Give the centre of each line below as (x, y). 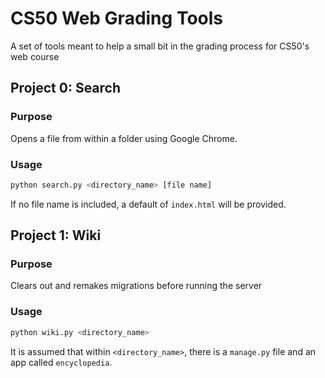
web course (35, 56)
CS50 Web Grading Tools (116, 18)
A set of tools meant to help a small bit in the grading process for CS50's (160, 46)
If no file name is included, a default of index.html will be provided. (148, 204)
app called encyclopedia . (61, 362)
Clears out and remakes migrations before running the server (136, 286)
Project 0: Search (66, 88)
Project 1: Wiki (56, 235)
